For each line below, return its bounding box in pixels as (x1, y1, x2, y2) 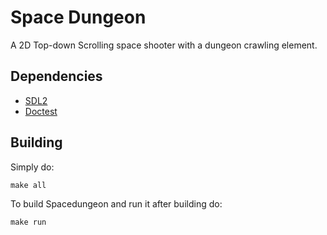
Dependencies (10, 68, 103, 85)
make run (10, 217, 47, 227)
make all (10, 180, 47, 190)
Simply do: (10, 161, 55, 173)
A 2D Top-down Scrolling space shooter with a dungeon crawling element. (10, 39, 318, 51)
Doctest (24, 105, 58, 117)
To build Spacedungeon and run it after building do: (10, 197, 223, 210)
